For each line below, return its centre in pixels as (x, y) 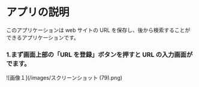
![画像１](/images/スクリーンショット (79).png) (64, 78)
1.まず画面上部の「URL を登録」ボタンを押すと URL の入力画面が (99, 55)
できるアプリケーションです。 (43, 37)
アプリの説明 (38, 12)
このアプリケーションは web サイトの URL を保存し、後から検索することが (98, 30)
